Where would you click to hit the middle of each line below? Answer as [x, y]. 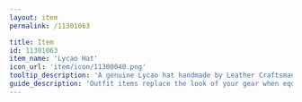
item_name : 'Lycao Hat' [54, 59]
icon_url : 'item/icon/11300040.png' [78, 67]
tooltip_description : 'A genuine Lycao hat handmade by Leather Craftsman [152, 76]
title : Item [31, 42]
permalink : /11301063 [50, 26]
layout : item [34, 17]
